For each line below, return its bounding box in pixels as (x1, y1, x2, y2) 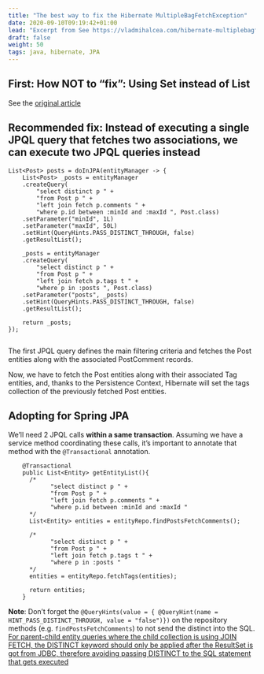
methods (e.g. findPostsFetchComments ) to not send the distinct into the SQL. (8, 624, 255, 633)
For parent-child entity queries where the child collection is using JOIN (8, 632, 237, 642)
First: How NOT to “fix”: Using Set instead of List (8, 77, 251, 91)
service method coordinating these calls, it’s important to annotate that (8, 438, 237, 448)
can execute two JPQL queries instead (8, 146, 200, 159)
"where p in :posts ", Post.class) (36, 284, 153, 292)
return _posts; (22, 318, 72, 326)
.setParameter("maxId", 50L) (22, 222, 118, 229)
